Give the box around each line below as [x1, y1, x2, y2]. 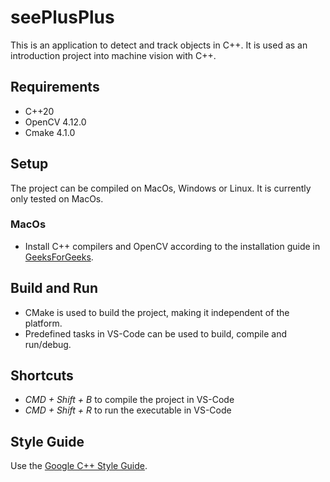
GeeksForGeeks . [24, 251, 94, 263]
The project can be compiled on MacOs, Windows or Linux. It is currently [10, 182, 312, 194]
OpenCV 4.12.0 [24, 116, 87, 128]
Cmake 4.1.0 [24, 126, 76, 138]
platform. [24, 317, 63, 329]
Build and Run [10, 280, 98, 297]
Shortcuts [10, 367, 74, 385]
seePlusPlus [10, 6, 115, 29]
